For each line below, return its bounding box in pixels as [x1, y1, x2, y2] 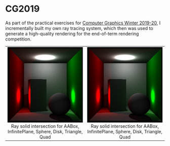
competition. [5, 36, 32, 42]
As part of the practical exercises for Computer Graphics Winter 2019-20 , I [5, 20, 161, 26]
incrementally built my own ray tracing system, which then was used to [5, 25, 153, 31]
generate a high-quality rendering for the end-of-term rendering [5, 30, 139, 36]
